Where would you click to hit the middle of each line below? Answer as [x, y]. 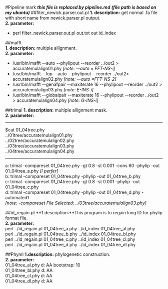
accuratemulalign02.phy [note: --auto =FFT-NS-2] [64, 79]
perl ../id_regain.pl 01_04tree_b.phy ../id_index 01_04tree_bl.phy [70, 234]
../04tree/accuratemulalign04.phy [40, 151]
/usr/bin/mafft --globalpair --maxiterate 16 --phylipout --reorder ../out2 [85, 95]
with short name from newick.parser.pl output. [53, 18]
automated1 [17, 197]
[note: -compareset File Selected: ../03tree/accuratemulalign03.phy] [76, 203]
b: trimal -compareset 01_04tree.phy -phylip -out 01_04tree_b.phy [73, 176]
